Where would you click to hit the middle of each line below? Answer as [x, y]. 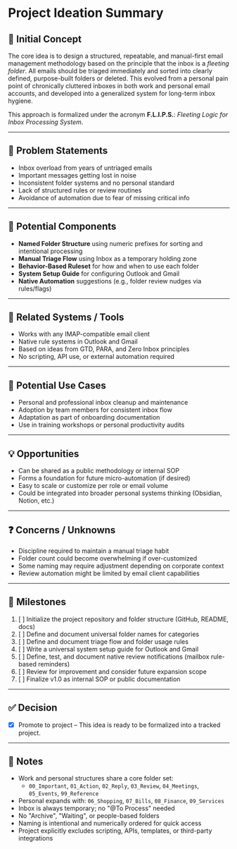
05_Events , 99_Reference [64, 793]
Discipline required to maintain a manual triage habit [94, 551]
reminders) [54, 664]
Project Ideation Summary [86, 13]
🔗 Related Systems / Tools [66, 318]
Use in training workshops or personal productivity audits [101, 425]
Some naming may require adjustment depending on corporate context [121, 566]
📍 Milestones [37, 602]
